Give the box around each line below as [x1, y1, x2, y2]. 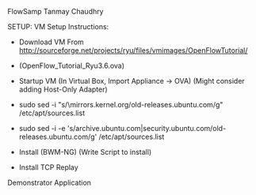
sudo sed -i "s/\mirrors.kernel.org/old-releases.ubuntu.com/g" [18, 100, 224, 109]
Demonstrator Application [7, 178, 92, 187]
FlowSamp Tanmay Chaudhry [7, 7, 104, 16]
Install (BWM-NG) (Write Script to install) [18, 148, 152, 156]
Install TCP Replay [18, 163, 78, 172]
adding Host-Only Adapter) [18, 84, 108, 94]
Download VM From [18, 37, 84, 47]
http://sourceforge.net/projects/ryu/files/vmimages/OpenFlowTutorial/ [18, 46, 248, 54]
